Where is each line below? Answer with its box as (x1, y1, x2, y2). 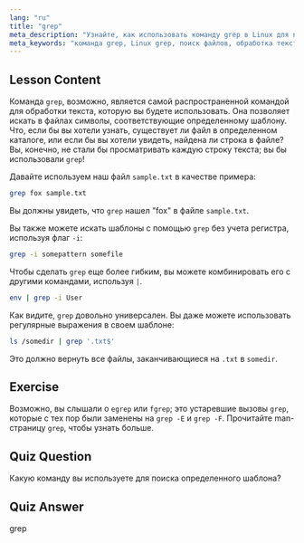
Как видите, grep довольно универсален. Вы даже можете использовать (9, 310, 291, 320)
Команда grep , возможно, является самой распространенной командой (9, 96, 290, 107)
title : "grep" (9, 22, 63, 31)
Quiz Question (9, 449, 92, 464)
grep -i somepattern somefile (9, 250, 124, 259)
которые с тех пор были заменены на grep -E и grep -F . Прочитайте (9, 413, 273, 424)
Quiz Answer (9, 499, 84, 514)
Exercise (9, 379, 60, 395)
